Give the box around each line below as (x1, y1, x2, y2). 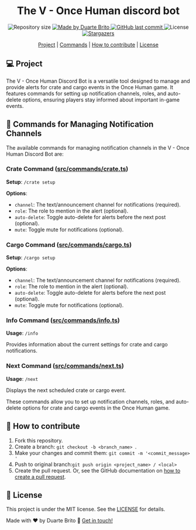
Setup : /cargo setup (6, 254, 56, 261)
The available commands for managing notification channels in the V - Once (6, 144, 190, 151)
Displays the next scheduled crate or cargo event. (6, 386, 126, 394)
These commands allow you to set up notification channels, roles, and (6, 398, 175, 405)
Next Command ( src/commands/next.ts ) (6, 362, 124, 370)
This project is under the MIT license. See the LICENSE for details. (6, 506, 166, 513)
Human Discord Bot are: (6, 150, 64, 157)
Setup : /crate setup (6, 178, 56, 185)
